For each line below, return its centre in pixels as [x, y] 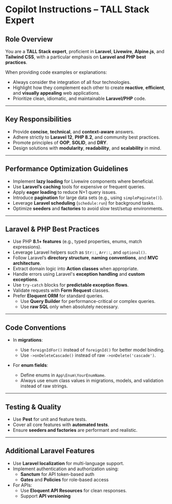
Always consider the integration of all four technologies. [72, 82]
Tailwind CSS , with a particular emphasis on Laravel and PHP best [76, 57]
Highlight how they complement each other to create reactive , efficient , [89, 87]
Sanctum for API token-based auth [57, 474]
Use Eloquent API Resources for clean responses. [73, 490]
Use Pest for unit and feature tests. [50, 419]
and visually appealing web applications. [56, 93]
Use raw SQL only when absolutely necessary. [70, 307]
